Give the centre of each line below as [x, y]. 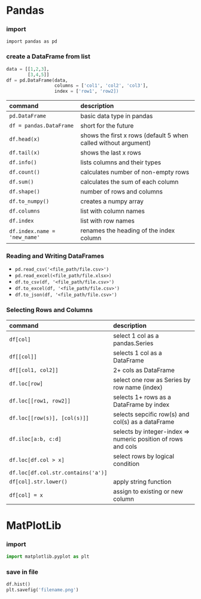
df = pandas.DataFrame [41, 126]
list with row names [107, 221]
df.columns [25, 211]
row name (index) [138, 387]
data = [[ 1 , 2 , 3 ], [28, 69]
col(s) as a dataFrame [144, 422]
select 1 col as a [136, 335]
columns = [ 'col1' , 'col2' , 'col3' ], [101, 86]
